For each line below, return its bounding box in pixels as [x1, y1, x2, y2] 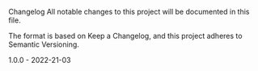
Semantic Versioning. [8, 40, 79, 49]
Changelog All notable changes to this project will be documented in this [8, 7, 250, 16]
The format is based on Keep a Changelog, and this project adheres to [8, 31, 243, 40]
